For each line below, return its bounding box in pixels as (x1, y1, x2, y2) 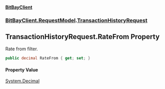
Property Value (5, 67, 38, 73)
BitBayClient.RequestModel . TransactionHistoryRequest (5, 17, 148, 24)
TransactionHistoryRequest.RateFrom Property (5, 32, 160, 41)
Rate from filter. (5, 46, 38, 52)
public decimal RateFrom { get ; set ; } (5, 56, 91, 61)
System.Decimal (5, 78, 40, 84)
